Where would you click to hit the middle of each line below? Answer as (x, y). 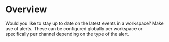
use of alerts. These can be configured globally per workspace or (74, 28)
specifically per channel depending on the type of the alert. (67, 34)
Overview (26, 9)
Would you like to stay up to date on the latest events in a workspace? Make (84, 23)
